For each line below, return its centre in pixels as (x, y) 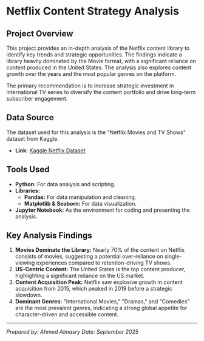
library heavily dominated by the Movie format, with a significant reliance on (101, 61)
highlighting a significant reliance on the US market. (80, 276)
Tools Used (28, 170)
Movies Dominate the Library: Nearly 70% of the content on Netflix (100, 250)
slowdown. (29, 295)
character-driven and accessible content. (67, 314)
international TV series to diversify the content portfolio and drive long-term (101, 92)
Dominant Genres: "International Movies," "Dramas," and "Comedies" (102, 302)
